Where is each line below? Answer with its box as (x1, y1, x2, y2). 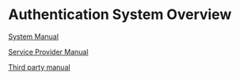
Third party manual (8, 62, 70, 72)
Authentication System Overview (8, 6, 232, 24)
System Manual (8, 32, 59, 41)
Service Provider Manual (8, 47, 89, 56)
